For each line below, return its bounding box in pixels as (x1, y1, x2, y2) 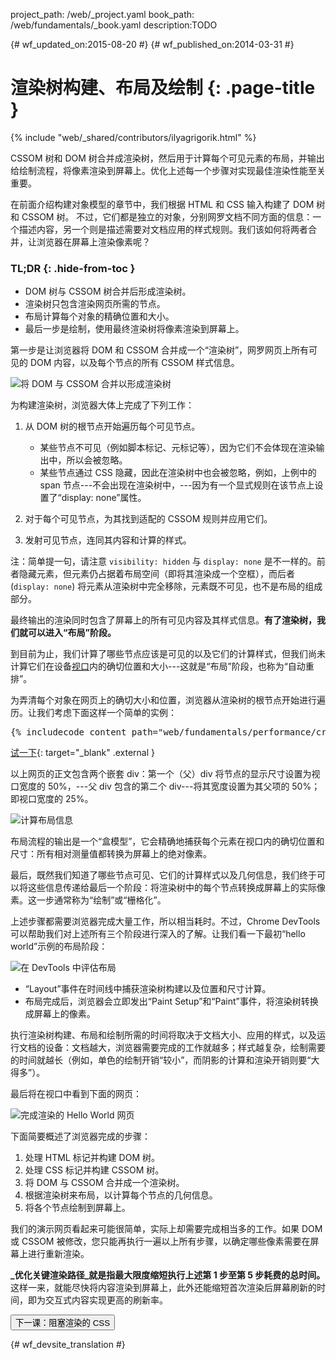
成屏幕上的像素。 (24, 1008, 96, 1020)
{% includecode (10, 727, 85, 738)
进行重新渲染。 (27, 1248, 90, 1260)
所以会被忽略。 (66, 454, 128, 466)
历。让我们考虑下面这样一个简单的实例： (10, 707, 177, 719)
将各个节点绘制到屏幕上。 (24, 1202, 131, 1214)
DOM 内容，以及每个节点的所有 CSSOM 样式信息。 (29, 357, 240, 369)
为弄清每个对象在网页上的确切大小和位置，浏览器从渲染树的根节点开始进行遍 (10, 694, 326, 706)
